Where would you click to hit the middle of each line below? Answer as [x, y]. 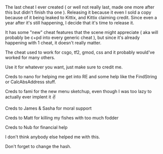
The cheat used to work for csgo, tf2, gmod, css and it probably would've [80, 52]
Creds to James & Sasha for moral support [48, 108]
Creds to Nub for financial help [36, 127]
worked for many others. [30, 58]
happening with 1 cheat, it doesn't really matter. [53, 43]
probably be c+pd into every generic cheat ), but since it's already [72, 37]
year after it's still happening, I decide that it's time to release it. [70, 23]
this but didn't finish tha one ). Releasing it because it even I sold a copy [78, 12]
